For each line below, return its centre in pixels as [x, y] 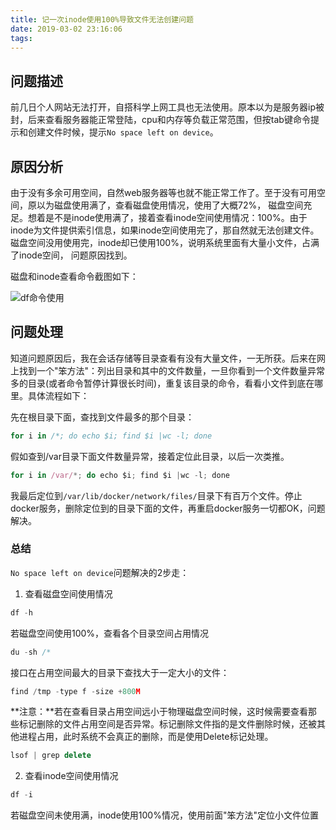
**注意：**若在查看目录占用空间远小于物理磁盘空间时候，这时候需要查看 [159, 712]
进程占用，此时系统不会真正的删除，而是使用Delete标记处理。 [146, 737]
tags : [21, 38]
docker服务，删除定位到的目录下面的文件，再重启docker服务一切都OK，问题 [168, 508]
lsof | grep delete [51, 756]
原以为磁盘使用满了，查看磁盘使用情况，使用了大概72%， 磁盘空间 [165, 205]
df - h [21, 612]
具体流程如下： [58, 395]
